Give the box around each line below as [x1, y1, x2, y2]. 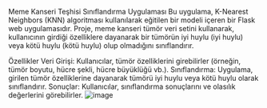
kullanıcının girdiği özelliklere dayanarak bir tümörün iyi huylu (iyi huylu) [8, 32, 244, 42]
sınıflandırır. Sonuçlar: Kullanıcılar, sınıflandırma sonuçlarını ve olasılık [8, 82, 236, 91]
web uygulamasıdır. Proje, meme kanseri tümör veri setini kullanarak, [8, 24, 234, 33]
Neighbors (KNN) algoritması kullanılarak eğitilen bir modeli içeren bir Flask [8, 15, 256, 25]
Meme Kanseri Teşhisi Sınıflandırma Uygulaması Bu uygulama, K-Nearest [8, 7, 249, 16]
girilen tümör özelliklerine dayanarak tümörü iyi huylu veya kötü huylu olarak [8, 74, 259, 82]
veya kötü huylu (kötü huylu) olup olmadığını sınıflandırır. [8, 41, 194, 50]
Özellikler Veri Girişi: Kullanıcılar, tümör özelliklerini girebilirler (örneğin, [8, 56, 241, 66]
